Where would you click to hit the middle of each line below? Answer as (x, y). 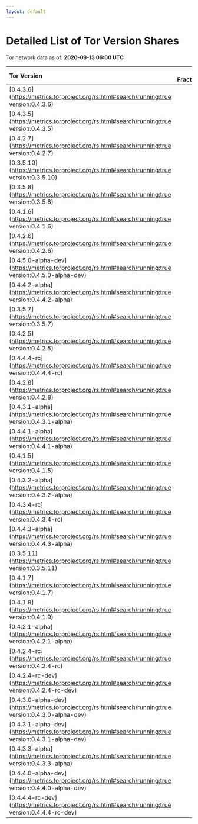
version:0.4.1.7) (32, 593)
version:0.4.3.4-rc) (36, 519)
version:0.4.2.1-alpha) (41, 641)
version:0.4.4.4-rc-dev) (43, 812)
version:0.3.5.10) (33, 177)
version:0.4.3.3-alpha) (41, 763)
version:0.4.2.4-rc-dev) (43, 690)
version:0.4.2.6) (32, 250)
